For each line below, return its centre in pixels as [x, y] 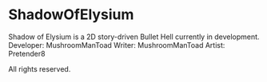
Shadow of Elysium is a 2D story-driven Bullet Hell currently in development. [134, 37]
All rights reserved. [40, 68]
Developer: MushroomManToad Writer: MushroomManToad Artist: [117, 45]
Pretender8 [27, 53]
